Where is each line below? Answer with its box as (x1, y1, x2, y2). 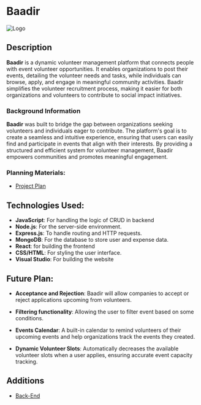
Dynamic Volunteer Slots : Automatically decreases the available (15, 345, 179, 352)
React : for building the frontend (15, 242, 95, 250)
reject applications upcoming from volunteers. (15, 296, 132, 303)
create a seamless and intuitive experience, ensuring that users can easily (6, 134, 194, 141)
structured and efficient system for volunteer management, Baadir (6, 147, 173, 154)
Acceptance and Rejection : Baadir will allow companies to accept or (15, 290, 189, 297)
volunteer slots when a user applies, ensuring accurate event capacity (15, 351, 193, 358)
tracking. (15, 358, 38, 365)
